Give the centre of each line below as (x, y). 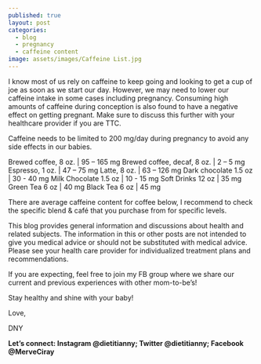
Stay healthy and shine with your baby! (71, 297)
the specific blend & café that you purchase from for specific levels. (118, 210)
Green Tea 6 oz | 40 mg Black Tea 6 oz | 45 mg (85, 187)
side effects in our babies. (50, 147)
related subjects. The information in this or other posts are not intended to (127, 234)
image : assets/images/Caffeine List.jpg (75, 60)
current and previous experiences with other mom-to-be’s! (103, 282)
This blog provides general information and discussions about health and (126, 225)
